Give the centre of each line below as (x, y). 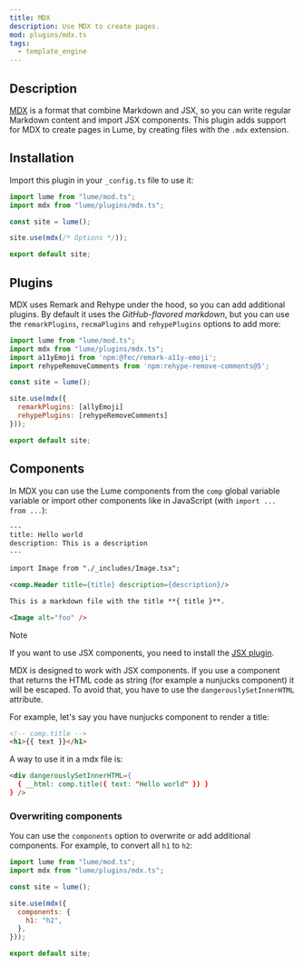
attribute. (26, 699)
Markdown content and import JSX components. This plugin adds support (148, 120)
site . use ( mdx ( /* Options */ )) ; (69, 238)
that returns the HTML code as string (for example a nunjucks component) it (152, 680)
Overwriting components (66, 816)
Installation (42, 159)
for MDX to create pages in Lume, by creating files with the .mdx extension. (149, 129)
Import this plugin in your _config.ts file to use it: (102, 180)
